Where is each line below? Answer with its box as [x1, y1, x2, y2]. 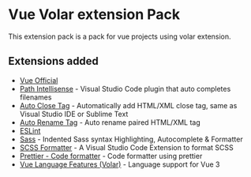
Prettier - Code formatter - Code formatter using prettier [19, 151, 203, 160]
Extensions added [8, 55, 99, 68]
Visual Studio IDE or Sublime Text [19, 109, 129, 119]
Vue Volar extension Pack [8, 6, 181, 24]
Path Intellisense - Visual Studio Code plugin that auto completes [19, 84, 231, 93]
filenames [19, 92, 52, 102]
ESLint [19, 126, 41, 135]
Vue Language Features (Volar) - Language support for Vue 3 [19, 160, 220, 169]
